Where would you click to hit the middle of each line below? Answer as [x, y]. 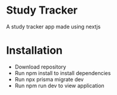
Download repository [40, 67]
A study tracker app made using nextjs [53, 27]
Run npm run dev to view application [60, 86]
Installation [34, 50]
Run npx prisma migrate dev [49, 79]
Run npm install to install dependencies [63, 73]
